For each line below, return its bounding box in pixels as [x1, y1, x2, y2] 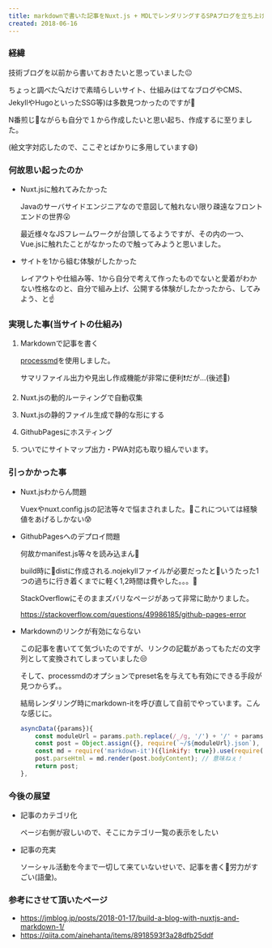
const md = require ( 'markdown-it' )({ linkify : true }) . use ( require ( [35, 747, 264, 755]
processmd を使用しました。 [19, 356, 115, 366]
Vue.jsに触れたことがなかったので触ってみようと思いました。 [19, 239, 226, 249]
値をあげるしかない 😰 [19, 514, 92, 524]
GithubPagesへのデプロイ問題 [19, 531, 121, 541]
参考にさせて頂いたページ [8, 894, 108, 906]
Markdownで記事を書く [19, 338, 99, 349]
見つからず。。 [19, 680, 66, 690]
